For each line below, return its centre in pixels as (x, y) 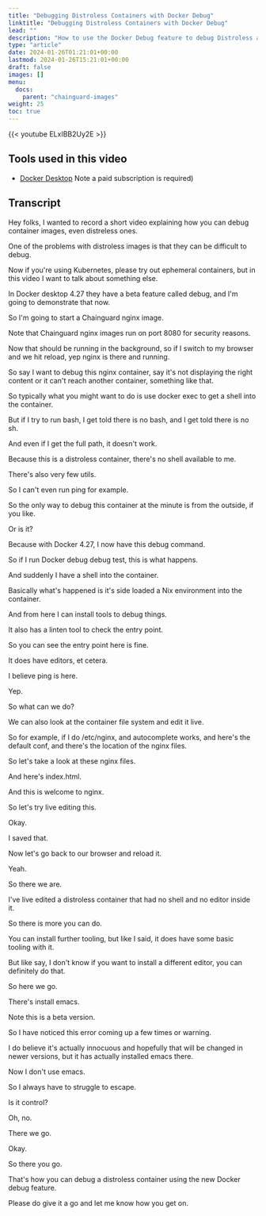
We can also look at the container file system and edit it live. (106, 722)
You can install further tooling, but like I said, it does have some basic (121, 938)
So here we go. (33, 986)
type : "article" (35, 45)
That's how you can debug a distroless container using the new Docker (124, 1179)
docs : (25, 89)
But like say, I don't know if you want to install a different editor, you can (125, 962)
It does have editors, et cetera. (58, 660)
